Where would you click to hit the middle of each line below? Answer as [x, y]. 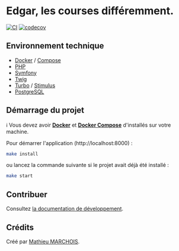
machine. [17, 131]
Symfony [26, 73]
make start [20, 176]
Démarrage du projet [45, 110]
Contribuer [27, 194]
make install [22, 154]
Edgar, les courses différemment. [90, 11]
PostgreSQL [29, 91]
